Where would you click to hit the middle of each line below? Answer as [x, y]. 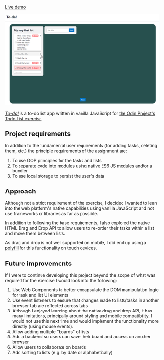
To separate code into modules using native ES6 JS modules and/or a [82, 166]
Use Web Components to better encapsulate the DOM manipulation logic [85, 290]
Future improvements [39, 263]
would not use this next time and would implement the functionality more [85, 321]
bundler [20, 170]
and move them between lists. [35, 233]
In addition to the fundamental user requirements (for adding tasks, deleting [81, 145]
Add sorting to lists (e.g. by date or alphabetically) [62, 353]
